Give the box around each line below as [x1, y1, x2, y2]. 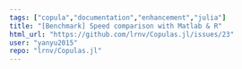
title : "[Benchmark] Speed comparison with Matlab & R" [9, 22, 222, 30]
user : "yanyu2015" [9, 38, 78, 47]
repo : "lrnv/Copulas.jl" [9, 47, 102, 56]
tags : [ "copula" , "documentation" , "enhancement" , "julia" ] [9, 13, 227, 22]
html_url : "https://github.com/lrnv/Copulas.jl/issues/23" [9, 30, 235, 39]
